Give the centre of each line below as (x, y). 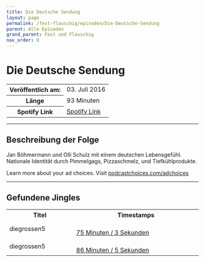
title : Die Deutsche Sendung (43, 12)
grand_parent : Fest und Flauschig (50, 35)
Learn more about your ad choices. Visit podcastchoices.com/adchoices (98, 173)
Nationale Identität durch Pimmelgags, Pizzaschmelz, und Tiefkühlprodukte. (102, 161)
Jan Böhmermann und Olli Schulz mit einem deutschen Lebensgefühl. (94, 154)
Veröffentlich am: (35, 90)
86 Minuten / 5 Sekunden (113, 250)
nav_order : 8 (23, 40)
